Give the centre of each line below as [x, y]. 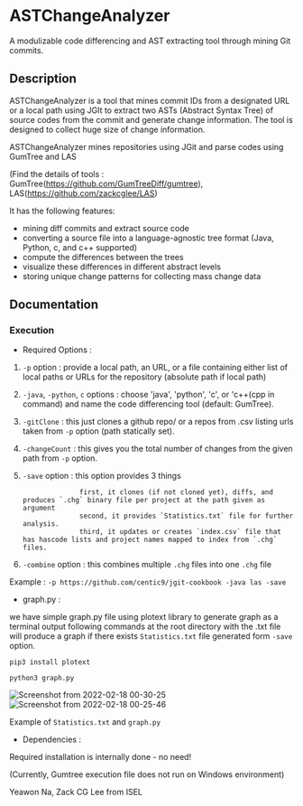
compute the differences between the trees [103, 257]
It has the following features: [62, 211]
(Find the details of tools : [57, 173]
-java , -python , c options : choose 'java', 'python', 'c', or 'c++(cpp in [148, 395]
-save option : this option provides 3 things [102, 476]
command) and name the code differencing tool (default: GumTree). [148, 404]
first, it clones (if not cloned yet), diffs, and [176, 492]
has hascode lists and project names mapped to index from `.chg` [150, 540]
